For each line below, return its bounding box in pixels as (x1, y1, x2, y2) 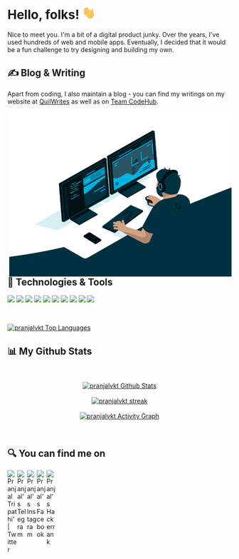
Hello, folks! (7, 6, 80, 23)
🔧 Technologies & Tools (7, 276, 113, 288)
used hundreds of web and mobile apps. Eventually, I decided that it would (7, 38, 226, 46)
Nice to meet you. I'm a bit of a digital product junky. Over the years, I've (7, 31, 220, 39)
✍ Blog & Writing (7, 67, 85, 79)
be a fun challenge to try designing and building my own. (7, 46, 174, 54)
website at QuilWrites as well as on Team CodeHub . (7, 97, 159, 106)
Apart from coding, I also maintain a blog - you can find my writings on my (7, 89, 225, 98)
